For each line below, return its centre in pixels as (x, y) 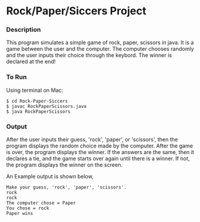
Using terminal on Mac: (35, 90)
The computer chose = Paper (41, 203)
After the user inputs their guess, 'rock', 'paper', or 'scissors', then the (92, 140)
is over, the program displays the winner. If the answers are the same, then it (100, 152)
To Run (16, 77)
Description (24, 30)
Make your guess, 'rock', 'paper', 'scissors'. (67, 187)
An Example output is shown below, (50, 177)
